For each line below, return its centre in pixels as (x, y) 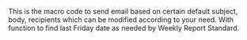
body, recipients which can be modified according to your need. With (121, 20)
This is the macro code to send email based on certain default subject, (123, 11)
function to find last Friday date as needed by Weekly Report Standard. (124, 28)
